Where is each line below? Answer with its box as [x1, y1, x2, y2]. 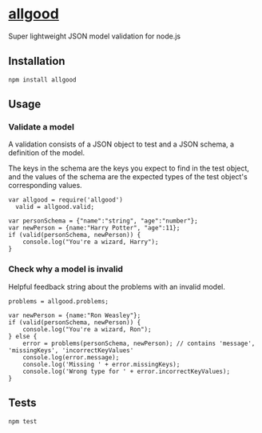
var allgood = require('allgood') [8, 196, 124, 204]
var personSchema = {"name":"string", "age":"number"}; [8, 217, 198, 225]
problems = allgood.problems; [8, 297, 109, 305]
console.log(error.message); [22, 353, 120, 361]
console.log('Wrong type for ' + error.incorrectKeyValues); [22, 367, 230, 375]
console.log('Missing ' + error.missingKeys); [22, 360, 181, 368]
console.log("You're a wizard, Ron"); [22, 325, 152, 333]
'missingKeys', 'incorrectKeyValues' [8, 346, 134, 355]
